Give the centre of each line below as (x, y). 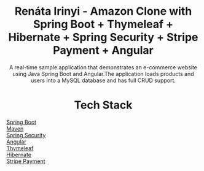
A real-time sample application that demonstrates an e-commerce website (103, 67)
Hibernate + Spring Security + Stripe (103, 37)
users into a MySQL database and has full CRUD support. (103, 80)
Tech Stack (103, 105)
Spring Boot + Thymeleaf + (103, 24)
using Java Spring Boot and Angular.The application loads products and (103, 74)
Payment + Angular (103, 51)
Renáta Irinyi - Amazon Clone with (103, 11)
